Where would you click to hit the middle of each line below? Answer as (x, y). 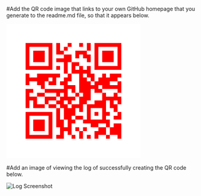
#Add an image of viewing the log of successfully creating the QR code (97, 168)
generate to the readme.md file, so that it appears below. (78, 15)
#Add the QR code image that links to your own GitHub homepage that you (101, 9)
